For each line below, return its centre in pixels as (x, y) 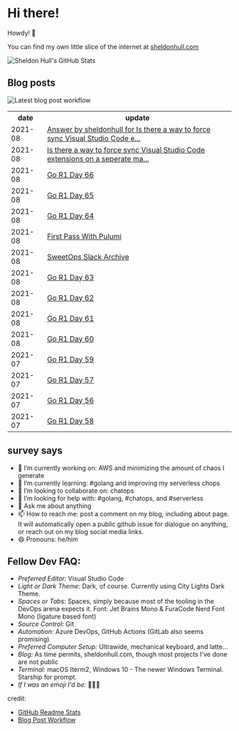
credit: (17, 699)
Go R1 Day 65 (71, 195)
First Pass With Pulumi (85, 236)
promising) (33, 639)
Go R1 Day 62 (71, 297)
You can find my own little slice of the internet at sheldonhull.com (103, 46)
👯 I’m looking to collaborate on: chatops (76, 491)
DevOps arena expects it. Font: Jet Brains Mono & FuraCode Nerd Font (121, 609)
